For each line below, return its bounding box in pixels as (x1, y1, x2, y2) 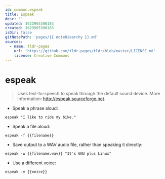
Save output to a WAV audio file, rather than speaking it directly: (12, 142, 143, 148)
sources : (5, 39, 23, 44)
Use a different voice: (12, 160, 56, 166)
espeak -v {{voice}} (5, 170, 48, 175)
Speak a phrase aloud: (12, 106, 58, 111)
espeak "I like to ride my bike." (5, 115, 77, 120)
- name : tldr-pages (9, 44, 50, 49)
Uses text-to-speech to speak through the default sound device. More (17, 91, 161, 97)
